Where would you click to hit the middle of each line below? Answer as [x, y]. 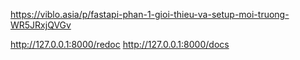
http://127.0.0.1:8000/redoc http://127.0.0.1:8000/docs [120, 44]
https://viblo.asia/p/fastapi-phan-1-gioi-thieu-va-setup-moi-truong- [150, 14]
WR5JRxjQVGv [41, 25]
